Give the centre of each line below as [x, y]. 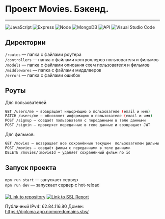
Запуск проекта [31, 168]
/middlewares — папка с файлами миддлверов [53, 70]
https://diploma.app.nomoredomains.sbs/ [47, 212]
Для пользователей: [26, 102]
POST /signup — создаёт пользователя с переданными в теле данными [76, 121]
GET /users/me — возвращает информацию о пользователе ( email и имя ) [78, 111]
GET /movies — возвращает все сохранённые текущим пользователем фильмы [82, 144]
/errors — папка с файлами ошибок [43, 75]
